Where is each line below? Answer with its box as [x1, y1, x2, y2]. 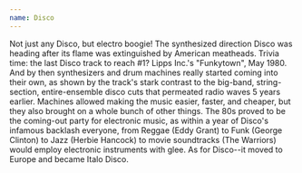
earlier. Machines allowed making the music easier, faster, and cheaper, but [9, 96, 292, 107]
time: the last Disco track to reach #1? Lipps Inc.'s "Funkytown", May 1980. [9, 57, 287, 68]
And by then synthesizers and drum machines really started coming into [9, 67, 278, 78]
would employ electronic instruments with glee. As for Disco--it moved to [9, 144, 283, 155]
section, [9, 86, 40, 97]
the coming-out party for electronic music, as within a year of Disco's [9, 115, 269, 126]
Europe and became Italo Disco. [9, 153, 130, 164]
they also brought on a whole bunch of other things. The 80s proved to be [9, 105, 286, 116]
